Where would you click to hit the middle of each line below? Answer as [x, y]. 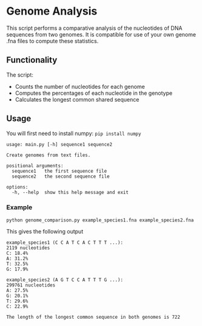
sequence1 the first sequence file [59, 171]
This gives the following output [45, 231]
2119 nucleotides [28, 248]
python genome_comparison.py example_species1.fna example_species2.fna [100, 220]
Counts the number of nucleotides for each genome [80, 86]
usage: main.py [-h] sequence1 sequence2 [59, 144]
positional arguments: [35, 165]
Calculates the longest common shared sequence [77, 99]
